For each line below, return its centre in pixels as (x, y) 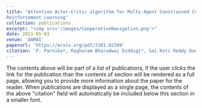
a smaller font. (24, 100)
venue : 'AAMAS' (25, 40)
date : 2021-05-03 (28, 34)
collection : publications (38, 23)
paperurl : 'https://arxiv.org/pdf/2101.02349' (66, 46)
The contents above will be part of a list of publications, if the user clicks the (101, 68)
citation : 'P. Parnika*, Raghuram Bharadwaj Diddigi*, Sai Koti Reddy (96, 51)
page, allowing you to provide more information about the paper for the (94, 80)
